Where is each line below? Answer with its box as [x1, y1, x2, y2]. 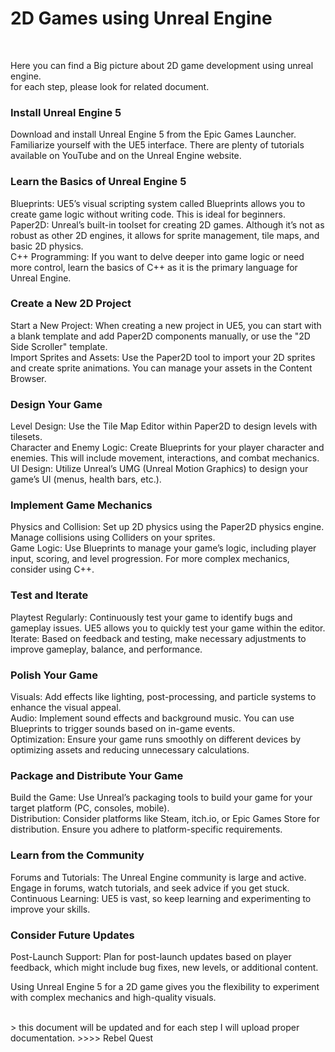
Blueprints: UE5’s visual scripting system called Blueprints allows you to [10, 197, 306, 209]
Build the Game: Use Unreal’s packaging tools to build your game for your [10, 792, 313, 804]
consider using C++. [10, 563, 95, 576]
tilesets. [10, 431, 43, 443]
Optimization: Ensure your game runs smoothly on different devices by [10, 733, 302, 746]
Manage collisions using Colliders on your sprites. [10, 532, 216, 544]
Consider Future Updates [10, 928, 135, 942]
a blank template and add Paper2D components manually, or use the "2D [10, 330, 311, 342]
